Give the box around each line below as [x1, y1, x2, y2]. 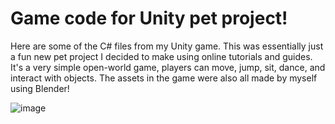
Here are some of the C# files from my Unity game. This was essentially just [10, 40, 324, 52]
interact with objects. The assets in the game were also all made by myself [10, 72, 318, 84]
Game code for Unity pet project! [10, 7, 288, 30]
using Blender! [10, 82, 70, 94]
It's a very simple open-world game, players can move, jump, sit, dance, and [10, 61, 326, 73]
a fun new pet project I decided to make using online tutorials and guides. [10, 50, 313, 62]
